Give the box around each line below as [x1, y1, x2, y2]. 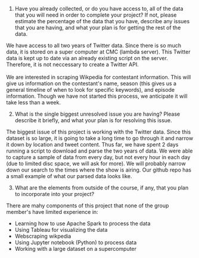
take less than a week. [6, 99, 61, 106]
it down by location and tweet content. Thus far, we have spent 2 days [6, 141, 179, 148]
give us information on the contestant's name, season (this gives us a [6, 80, 177, 87]
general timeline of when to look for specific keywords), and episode [6, 86, 175, 93]
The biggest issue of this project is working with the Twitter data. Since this [6, 128, 191, 135]
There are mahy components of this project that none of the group [6, 202, 169, 209]
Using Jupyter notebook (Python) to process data [14, 239, 137, 246]
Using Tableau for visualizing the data [14, 226, 108, 233]
